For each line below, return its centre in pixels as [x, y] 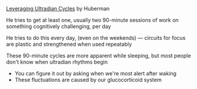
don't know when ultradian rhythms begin [57, 62]
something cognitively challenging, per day [59, 26]
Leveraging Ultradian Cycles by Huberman [58, 9]
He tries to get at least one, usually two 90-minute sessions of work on [93, 20]
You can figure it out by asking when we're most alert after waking [96, 73]
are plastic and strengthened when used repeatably [69, 44]
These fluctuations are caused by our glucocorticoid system [88, 80]
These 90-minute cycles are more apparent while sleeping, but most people [98, 55]
